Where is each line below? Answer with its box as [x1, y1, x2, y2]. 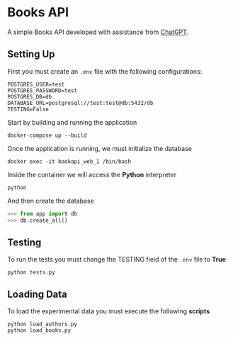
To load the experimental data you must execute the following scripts [7, 307, 210, 315]
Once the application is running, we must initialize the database [7, 144, 193, 152]
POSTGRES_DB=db [7, 93, 52, 100]
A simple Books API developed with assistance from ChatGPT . [7, 28, 189, 36]
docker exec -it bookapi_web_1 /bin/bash [7, 157, 132, 165]
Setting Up [7, 48, 55, 60]
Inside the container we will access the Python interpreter [7, 170, 177, 179]
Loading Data [7, 288, 67, 300]
